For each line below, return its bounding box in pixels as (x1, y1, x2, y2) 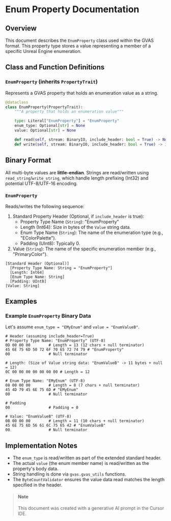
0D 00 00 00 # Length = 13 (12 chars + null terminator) (5, 343, 145, 348)
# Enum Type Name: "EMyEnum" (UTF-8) (5, 378, 85, 383)
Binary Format (5, 156, 51, 165)
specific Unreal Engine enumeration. (5, 48, 82, 54)
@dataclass (5, 99, 28, 105)
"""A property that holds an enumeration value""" (14, 109, 124, 114)
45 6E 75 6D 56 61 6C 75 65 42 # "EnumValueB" (5, 423, 106, 428)
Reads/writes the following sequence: (5, 203, 84, 210)
